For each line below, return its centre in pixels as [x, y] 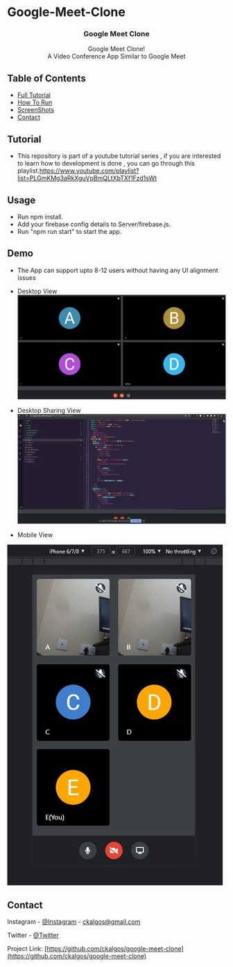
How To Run [35, 102]
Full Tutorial [34, 95]
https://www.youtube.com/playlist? [89, 171]
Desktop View [37, 291]
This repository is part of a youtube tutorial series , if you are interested [119, 156]
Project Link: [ [27, 949]
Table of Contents [47, 78]
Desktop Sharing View [49, 410]
